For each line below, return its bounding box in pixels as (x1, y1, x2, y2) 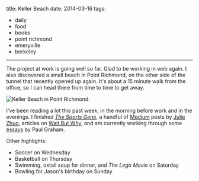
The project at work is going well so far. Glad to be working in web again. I (6, 65, 187, 72)
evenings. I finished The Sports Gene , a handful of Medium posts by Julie (6, 113, 185, 120)
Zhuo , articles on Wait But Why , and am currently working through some (6, 120, 182, 126)
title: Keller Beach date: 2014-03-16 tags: (6, 5, 107, 12)
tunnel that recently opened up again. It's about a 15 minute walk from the (6, 78, 186, 85)
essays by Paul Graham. (6, 126, 65, 133)
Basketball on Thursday (14, 155, 73, 162)
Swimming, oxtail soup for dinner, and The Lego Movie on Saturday (14, 161, 179, 169)
